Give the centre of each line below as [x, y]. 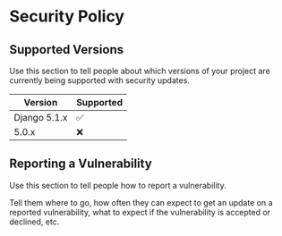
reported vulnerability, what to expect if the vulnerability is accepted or [140, 212]
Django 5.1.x [41, 118]
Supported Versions [66, 50]
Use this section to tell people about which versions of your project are [140, 71]
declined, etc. [34, 222]
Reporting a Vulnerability [81, 164]
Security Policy [67, 17]
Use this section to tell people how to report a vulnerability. [118, 185]
